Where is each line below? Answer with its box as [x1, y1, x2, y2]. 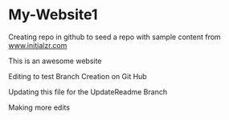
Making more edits [8, 102, 71, 112]
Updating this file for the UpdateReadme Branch [8, 86, 167, 97]
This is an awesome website [8, 56, 102, 66]
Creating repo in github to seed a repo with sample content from [8, 32, 221, 42]
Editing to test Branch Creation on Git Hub [8, 71, 147, 81]
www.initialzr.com [8, 40, 67, 50]
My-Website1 [8, 6, 98, 24]
